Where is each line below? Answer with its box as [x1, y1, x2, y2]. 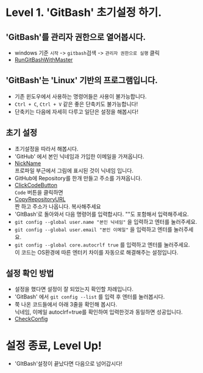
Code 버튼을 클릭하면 [14, 188, 63, 196]
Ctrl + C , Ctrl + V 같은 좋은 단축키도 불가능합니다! [14, 100, 138, 108]
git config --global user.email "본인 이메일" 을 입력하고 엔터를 [14, 226, 173, 233]
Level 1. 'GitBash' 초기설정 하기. [5, 6, 162, 20]
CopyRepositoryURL [14, 195, 66, 202]
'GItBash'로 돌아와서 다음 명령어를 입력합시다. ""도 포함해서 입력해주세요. [14, 210, 190, 218]
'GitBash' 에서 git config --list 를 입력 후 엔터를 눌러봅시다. [14, 293, 165, 300]
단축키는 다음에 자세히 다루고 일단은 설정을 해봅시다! [14, 108, 138, 115]
